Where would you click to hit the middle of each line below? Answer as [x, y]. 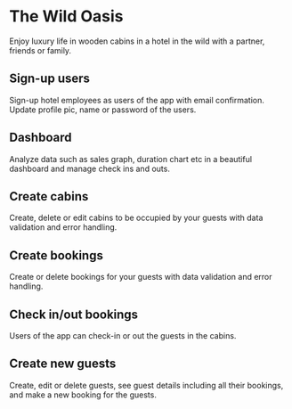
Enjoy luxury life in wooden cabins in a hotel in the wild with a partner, [137, 41]
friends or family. [41, 50]
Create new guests [63, 364]
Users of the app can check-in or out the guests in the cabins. [123, 335]
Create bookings [57, 255]
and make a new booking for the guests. [83, 395]
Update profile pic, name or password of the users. [103, 110]
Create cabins [49, 196]
